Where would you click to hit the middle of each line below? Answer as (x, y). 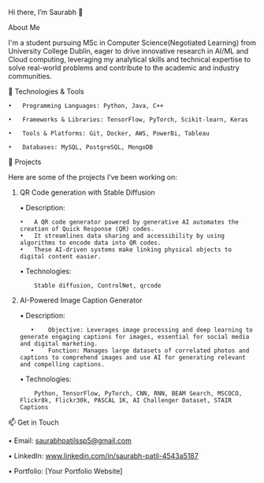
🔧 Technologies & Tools (46, 91)
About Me (24, 27)
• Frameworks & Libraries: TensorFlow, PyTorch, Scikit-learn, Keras (128, 120)
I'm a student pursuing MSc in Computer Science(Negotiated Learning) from (132, 43)
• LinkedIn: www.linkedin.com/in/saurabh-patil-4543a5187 (103, 456)
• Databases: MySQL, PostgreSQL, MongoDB (81, 147)
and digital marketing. (59, 344)
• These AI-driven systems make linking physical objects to (126, 250)
